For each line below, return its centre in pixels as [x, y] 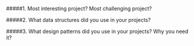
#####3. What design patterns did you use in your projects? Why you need [97, 31]
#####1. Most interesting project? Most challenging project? [79, 9]
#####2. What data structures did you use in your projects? [78, 20]
